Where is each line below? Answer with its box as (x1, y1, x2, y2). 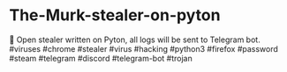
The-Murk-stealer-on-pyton (9, 5, 221, 25)
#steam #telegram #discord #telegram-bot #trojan (9, 53, 193, 63)
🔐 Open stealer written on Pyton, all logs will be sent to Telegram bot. (9, 34, 261, 45)
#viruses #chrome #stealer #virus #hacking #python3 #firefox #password (9, 43, 278, 54)
